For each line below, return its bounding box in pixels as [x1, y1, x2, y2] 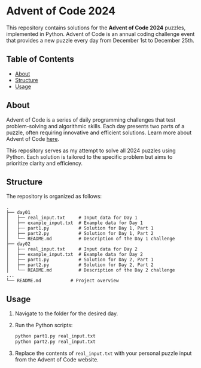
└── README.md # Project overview [6, 277, 119, 284]
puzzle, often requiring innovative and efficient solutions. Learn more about [6, 129, 192, 136]
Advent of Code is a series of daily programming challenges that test [6, 116, 176, 123]
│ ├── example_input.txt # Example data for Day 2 [6, 252, 144, 258]
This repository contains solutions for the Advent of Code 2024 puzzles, [6, 24, 186, 31]
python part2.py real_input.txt [14, 339, 96, 345]
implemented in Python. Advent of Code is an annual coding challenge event [6, 30, 195, 37]
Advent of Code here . [6, 135, 60, 142]
